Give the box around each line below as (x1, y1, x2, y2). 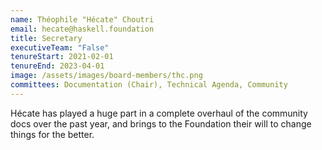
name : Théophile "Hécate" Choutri (10, 14, 155, 25)
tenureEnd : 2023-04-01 (10, 61, 105, 71)
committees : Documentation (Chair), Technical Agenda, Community (10, 80, 288, 90)
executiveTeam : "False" (10, 42, 110, 53)
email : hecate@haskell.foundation (10, 24, 155, 34)
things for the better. (10, 128, 95, 140)
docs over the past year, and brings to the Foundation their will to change (10, 117, 312, 130)
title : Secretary (10, 33, 83, 43)
